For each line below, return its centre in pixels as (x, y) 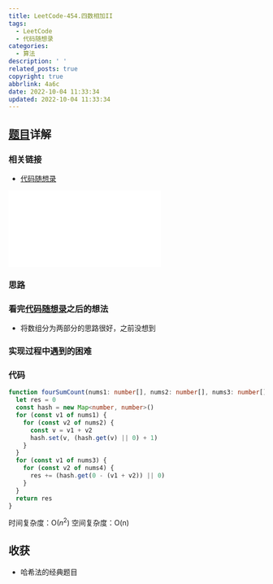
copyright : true (36, 76)
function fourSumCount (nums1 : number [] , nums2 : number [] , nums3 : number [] (138, 392)
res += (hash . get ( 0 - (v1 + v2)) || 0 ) (97, 476)
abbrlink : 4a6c (34, 84)
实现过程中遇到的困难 (50, 351)
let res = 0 (36, 400)
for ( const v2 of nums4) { (69, 469)
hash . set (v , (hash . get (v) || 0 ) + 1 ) (94, 438)
